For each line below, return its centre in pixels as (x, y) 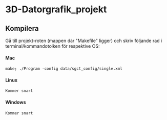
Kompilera (22, 28)
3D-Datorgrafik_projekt (56, 9)
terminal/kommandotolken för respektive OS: (53, 46)
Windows (16, 102)
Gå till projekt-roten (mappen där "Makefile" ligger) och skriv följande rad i (84, 41)
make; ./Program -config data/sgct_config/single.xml (64, 69)
